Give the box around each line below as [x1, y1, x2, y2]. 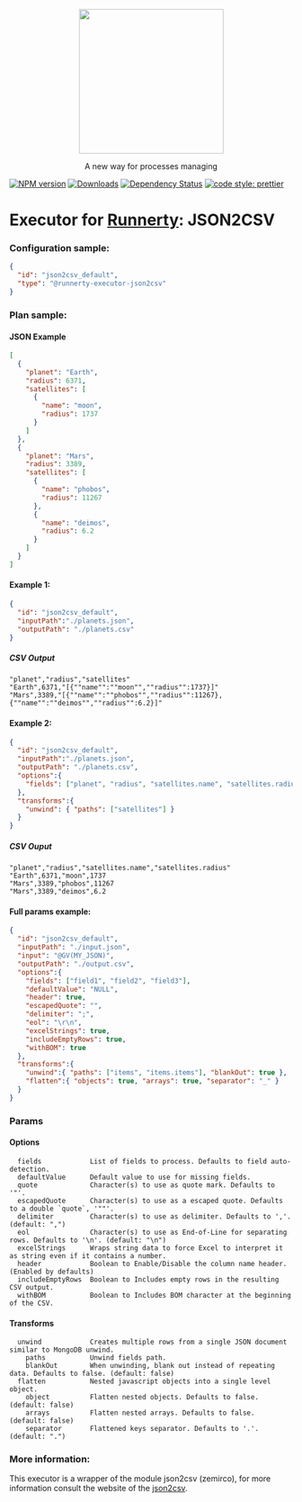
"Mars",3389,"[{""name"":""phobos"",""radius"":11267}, [9, 691, 223, 700]
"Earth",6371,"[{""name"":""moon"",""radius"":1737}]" [9, 683, 219, 692]
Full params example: [9, 905, 92, 917]
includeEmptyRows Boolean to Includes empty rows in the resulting [17, 1274, 280, 1284]
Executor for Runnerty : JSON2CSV [9, 210, 276, 230]
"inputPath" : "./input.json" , [17, 943, 130, 952]
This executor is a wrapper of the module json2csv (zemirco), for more [9, 1473, 271, 1484]
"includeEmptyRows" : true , [25, 1035, 127, 1044]
